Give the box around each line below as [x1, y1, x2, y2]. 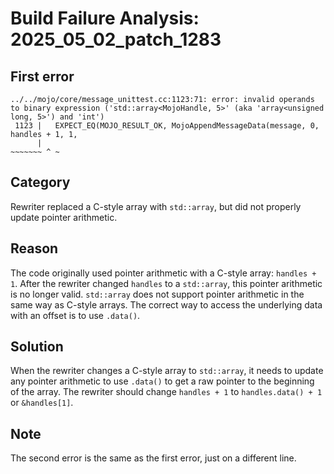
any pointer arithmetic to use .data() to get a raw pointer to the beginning [10, 375, 315, 387]
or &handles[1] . [10, 397, 74, 409]
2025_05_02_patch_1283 [10, 28, 222, 51]
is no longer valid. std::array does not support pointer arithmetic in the [10, 288, 305, 300]
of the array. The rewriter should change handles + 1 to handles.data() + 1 [10, 386, 323, 398]
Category [10, 174, 71, 191]
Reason [10, 240, 59, 257]
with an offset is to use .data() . [10, 309, 141, 321]
